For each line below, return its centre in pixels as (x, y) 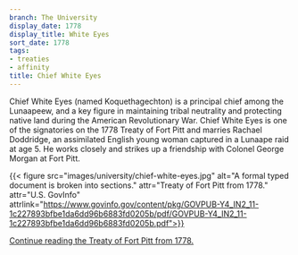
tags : (19, 51)
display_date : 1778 (46, 26)
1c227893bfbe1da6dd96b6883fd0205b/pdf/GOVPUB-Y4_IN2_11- (128, 213)
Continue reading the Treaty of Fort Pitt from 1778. (102, 240)
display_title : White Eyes (59, 34)
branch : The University (54, 17)
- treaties (29, 59)
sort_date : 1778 (39, 42)
